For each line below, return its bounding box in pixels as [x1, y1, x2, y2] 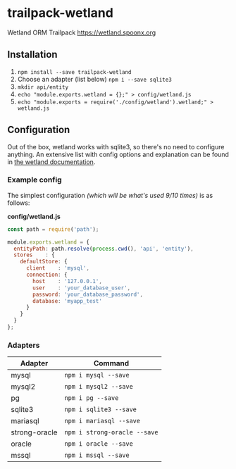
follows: [7, 199, 30, 207]
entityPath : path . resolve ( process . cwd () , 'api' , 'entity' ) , [13, 245, 194, 252]
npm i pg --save [64, 394, 119, 402]
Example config [7, 175, 62, 185]
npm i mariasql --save [64, 417, 141, 425]
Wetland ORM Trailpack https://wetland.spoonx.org [7, 28, 156, 37]
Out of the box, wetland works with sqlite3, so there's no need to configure [7, 142, 225, 151]
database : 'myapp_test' [32, 297, 102, 304]
